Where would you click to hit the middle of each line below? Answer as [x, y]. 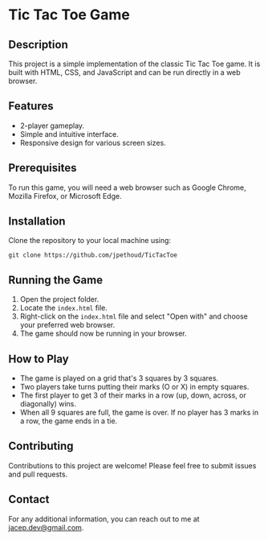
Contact [29, 499]
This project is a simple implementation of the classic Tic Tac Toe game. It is [134, 64]
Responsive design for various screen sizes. [93, 142]
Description [38, 45]
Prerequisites [43, 168]
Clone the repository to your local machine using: [89, 241]
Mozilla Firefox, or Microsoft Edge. [65, 196]
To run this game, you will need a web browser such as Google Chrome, [127, 188]
